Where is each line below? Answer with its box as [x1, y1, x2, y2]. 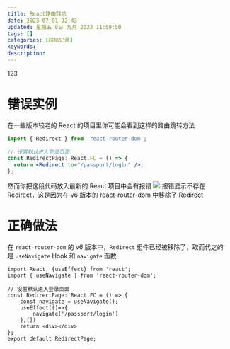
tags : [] [7, 30, 33, 38]
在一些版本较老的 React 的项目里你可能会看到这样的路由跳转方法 [7, 121, 195, 130]
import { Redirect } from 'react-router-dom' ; [7, 135, 147, 142]
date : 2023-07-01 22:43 [7, 17, 78, 24]
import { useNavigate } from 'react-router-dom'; [7, 272, 157, 279]
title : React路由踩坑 [7, 10, 67, 18]
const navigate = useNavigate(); [20, 298, 119, 305]
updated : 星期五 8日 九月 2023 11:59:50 [7, 23, 122, 30]
